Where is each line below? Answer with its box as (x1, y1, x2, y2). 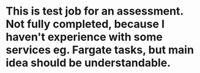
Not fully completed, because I (6, 17, 165, 31)
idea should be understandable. (6, 56, 171, 70)
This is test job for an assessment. (6, 4, 184, 18)
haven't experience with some (6, 30, 163, 44)
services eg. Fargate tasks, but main (6, 43, 194, 57)
